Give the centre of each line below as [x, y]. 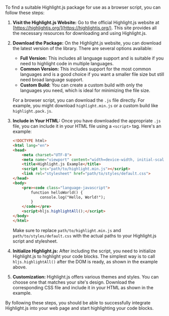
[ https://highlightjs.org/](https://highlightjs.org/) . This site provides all [84, 28]
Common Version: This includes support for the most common [86, 69]
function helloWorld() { [57, 192]
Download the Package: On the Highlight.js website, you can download [87, 43]
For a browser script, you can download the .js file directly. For [78, 100]
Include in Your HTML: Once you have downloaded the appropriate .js [87, 121]
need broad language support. [52, 80]
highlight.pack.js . [33, 111]
